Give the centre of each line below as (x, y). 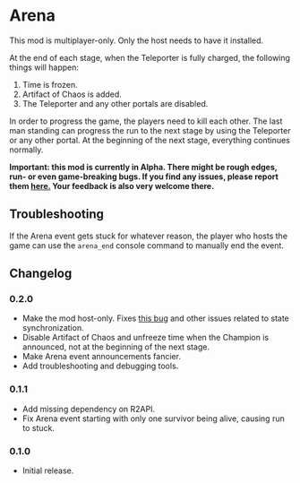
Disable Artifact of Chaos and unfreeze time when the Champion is (146, 338)
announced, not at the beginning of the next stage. (116, 347)
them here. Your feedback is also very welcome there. (112, 185)
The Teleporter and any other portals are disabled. (115, 103)
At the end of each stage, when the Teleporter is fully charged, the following (150, 57)
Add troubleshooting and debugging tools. (100, 366)
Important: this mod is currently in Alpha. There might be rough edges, (143, 167)
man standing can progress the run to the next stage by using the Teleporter (150, 130)
